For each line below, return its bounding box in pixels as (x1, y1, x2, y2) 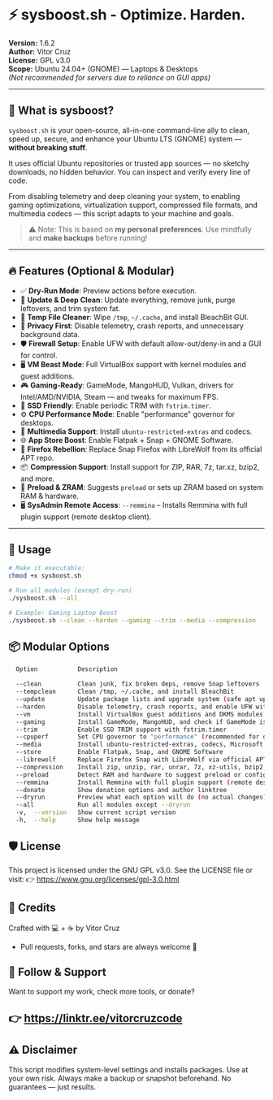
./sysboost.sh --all (8, 594, 79, 602)
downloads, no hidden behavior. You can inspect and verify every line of (8, 167, 251, 176)
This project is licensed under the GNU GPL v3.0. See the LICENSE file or (8, 865, 253, 875)
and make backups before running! (28, 232, 148, 243)
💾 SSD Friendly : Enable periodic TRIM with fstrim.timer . (19, 401, 211, 410)
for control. (19, 350, 58, 360)
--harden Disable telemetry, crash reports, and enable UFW (15, 703, 253, 711)
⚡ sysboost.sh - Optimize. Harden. (8, 6, 246, 24)
